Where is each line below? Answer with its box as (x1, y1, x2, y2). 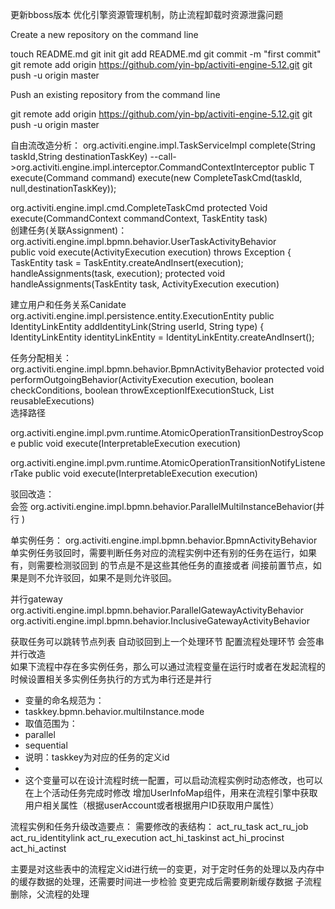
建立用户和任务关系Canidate (10, 299, 127, 310)
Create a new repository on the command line (10, 29, 199, 40)
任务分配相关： (10, 352, 72, 363)
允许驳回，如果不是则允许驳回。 (44, 572, 177, 583)
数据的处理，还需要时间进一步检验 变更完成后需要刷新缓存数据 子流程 (36, 876, 322, 887)
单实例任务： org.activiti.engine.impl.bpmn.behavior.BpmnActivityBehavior (10, 534, 318, 546)
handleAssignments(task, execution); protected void (10, 268, 226, 279)
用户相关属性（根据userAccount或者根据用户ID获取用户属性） (24, 799, 280, 811)
